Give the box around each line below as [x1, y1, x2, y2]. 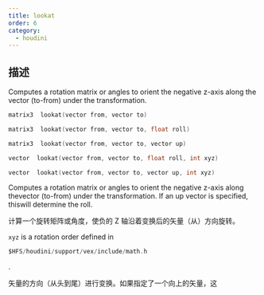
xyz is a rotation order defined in [8, 232, 114, 242]
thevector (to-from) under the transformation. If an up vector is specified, [8, 191, 249, 201]
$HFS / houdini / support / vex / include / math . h [8, 248, 148, 256]
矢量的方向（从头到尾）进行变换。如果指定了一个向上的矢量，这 [8, 278, 217, 288]
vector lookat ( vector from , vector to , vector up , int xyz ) [8, 168, 215, 176]
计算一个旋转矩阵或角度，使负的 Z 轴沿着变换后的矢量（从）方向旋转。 [8, 216, 240, 226]
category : [8, 26, 41, 34]
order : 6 [8, 19, 37, 27]
